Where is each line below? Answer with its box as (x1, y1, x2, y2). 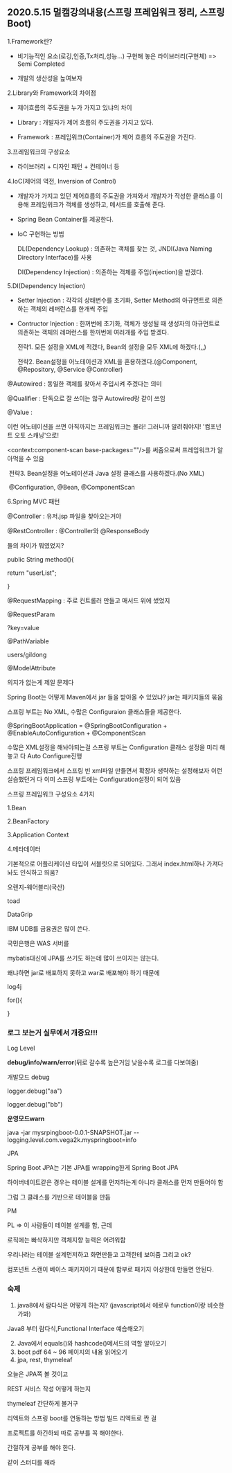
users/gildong (7, 650, 47, 659)
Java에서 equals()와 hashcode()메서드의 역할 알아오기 (17, 1339, 167, 1348)
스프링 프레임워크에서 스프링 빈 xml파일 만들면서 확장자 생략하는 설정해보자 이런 (7, 766, 223, 774)
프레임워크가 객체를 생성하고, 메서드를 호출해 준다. (30, 200, 166, 208)
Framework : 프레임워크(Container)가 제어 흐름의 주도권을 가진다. (17, 132, 196, 141)
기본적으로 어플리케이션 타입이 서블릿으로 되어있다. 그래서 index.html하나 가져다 (7, 859, 224, 868)
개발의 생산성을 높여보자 (17, 73, 83, 82)
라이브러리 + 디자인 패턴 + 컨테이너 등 (17, 162, 120, 170)
